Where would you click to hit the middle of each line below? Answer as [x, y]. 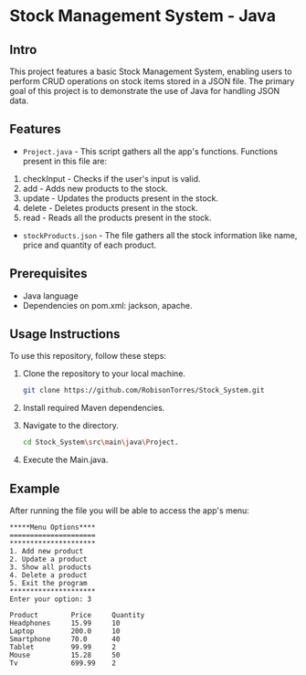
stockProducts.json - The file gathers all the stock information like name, [160, 235]
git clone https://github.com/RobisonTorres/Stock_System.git [143, 390]
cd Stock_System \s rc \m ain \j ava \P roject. [100, 443]
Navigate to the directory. [70, 426]
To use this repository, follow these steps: [88, 356]
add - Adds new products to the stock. [95, 188]
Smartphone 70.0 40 [65, 639]
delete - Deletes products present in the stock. [110, 207]
